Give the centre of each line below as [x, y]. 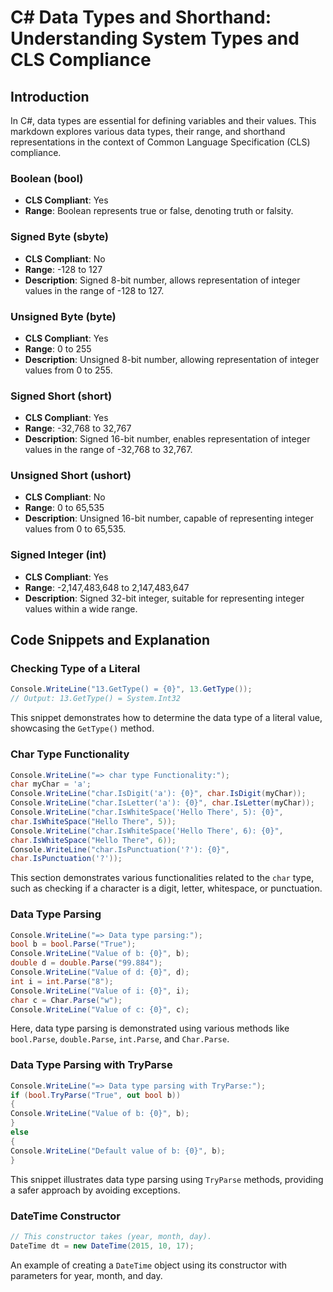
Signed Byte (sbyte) [60, 237]
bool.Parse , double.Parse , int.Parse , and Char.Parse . [120, 1039]
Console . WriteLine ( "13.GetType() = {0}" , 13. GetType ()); [131, 689]
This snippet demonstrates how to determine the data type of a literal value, [166, 718]
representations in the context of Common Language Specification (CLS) [160, 142]
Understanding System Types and [155, 38]
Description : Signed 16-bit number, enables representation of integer [167, 439]
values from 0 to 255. [68, 370]
